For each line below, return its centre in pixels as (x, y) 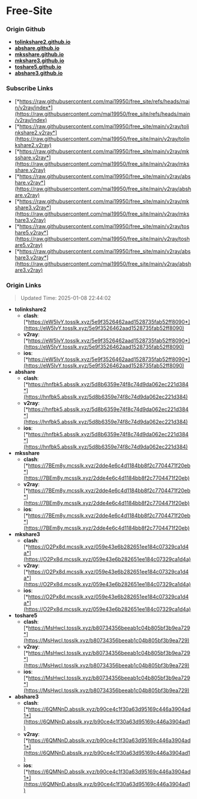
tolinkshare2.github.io (42, 42)
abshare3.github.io (39, 73)
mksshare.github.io (39, 55)
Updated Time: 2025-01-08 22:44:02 (66, 298)
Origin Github (26, 29)
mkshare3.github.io (39, 61)
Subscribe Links (30, 88)
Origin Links (24, 285)
